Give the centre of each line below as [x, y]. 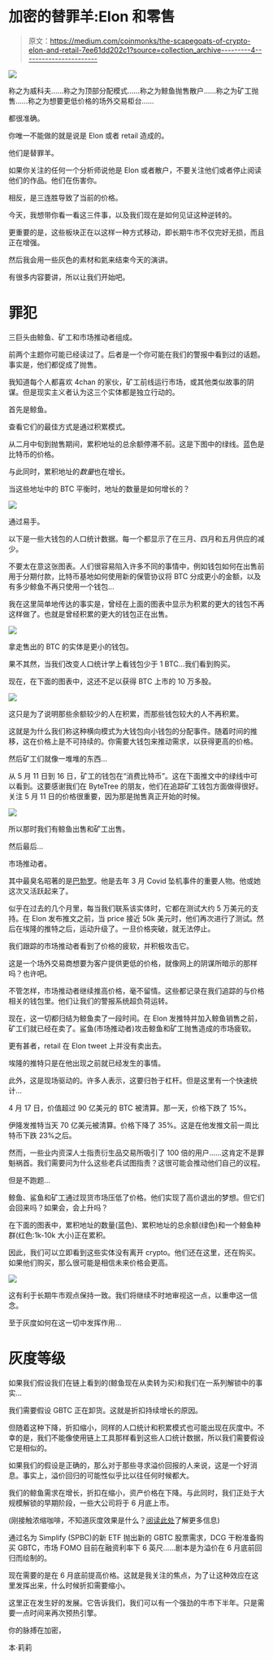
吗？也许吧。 [30, 973]
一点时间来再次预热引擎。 [58, 1613]
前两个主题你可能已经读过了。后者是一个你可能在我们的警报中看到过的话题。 [136, 354]
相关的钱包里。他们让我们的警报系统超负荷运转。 [90, 1001]
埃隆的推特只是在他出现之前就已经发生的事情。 [87, 1063]
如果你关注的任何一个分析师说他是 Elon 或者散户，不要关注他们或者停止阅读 [135, 170]
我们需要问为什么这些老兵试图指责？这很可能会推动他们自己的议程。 [150, 1162]
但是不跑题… [30, 1180]
